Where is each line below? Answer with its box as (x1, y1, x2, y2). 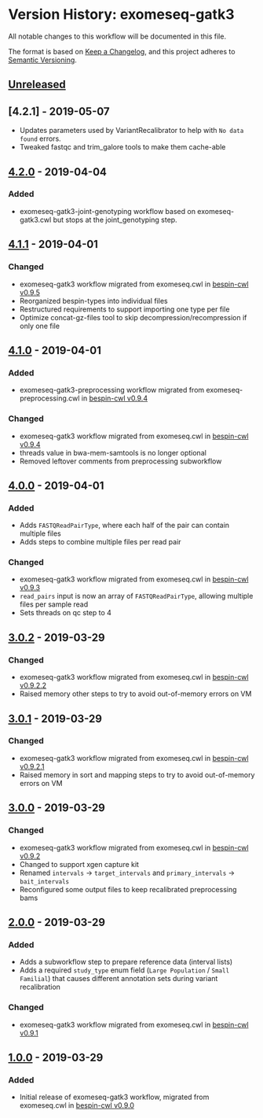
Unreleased (8, 78, 67, 91)
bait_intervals (19, 877, 70, 886)
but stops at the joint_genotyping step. (53, 215, 178, 224)
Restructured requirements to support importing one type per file (19, 304, 230, 314)
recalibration (19, 982, 61, 992)
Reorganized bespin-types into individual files (19, 296, 168, 305)
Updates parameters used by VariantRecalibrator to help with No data (19, 126, 244, 135)
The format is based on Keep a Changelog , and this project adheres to (8, 46, 236, 56)
